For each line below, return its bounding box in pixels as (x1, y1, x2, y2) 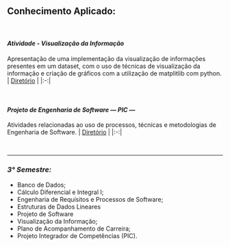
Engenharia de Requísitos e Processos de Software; (16, 195, 164, 203)
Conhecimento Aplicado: (7, 5, 116, 17)
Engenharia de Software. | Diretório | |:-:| (7, 128, 123, 137)
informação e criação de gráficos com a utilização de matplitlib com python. (7, 69, 222, 78)
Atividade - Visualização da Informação (7, 39, 125, 47)
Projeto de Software (16, 209, 74, 218)
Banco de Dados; (16, 180, 66, 189)
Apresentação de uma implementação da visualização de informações (7, 55, 206, 63)
